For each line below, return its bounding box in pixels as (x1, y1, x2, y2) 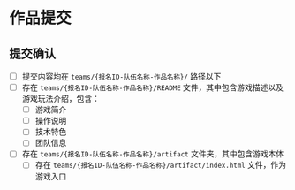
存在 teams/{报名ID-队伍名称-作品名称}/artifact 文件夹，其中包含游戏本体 (21, 148, 284, 159)
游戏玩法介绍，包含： (21, 94, 100, 104)
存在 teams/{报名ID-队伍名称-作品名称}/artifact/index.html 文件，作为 (34, 160, 287, 171)
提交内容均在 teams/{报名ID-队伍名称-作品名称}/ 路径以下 (21, 72, 222, 81)
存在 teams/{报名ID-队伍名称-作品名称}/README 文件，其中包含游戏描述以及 (21, 82, 284, 93)
